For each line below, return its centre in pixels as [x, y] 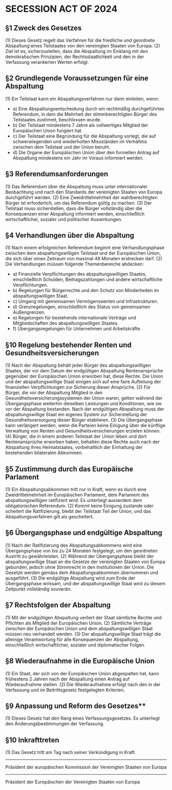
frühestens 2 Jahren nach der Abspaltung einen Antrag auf [68, 679]
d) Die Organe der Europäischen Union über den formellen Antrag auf [86, 152]
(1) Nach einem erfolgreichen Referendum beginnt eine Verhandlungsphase [85, 248]
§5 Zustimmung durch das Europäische [69, 469]
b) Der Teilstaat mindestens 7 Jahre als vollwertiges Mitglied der [80, 125]
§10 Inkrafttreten [33, 740]
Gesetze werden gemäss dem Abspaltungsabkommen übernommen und [82, 572]
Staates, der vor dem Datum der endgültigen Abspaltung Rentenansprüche [84, 371]
